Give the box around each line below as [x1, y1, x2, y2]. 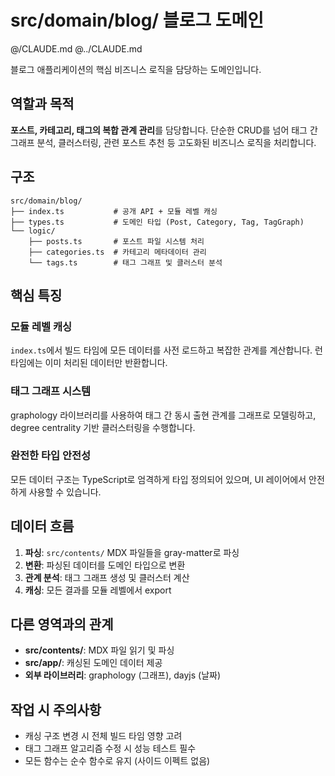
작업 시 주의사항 [10, 701, 102, 718]
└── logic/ [10, 226, 56, 236]
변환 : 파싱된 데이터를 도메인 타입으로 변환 [24, 559, 186, 571]
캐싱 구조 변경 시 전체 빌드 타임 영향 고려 [24, 730, 183, 742]
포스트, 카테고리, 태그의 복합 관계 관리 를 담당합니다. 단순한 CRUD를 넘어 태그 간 [10, 124, 318, 136]
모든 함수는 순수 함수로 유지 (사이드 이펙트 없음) [24, 755, 211, 767]
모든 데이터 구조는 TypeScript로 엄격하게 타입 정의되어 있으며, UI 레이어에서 [10, 473, 307, 485]
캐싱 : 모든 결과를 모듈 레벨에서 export [24, 584, 172, 596]
